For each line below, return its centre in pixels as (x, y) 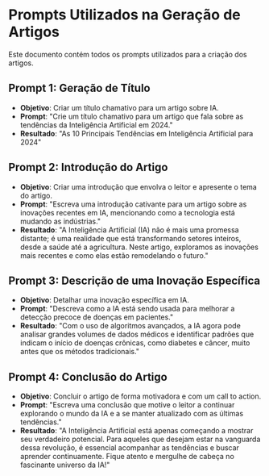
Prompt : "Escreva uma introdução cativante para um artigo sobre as (133, 204)
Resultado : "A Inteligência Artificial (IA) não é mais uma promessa (129, 230)
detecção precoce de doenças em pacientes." (97, 317)
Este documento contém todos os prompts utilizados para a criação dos (128, 54)
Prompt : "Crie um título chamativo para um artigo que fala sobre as (132, 116)
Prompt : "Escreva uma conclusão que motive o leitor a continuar (127, 405)
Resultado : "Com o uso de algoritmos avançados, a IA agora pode (130, 326)
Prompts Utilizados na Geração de (124, 15)
